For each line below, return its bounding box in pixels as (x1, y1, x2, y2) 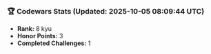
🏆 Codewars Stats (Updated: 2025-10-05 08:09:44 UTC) (7, 6, 205, 16)
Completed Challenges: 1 (17, 39, 91, 47)
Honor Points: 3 (17, 32, 63, 40)
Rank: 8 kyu (17, 25, 52, 33)
